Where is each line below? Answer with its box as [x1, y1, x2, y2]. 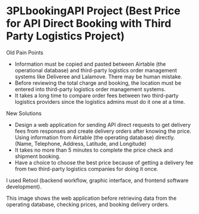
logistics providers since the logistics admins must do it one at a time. [14, 98, 185, 105]
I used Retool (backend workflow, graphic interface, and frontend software [6, 177, 189, 184]
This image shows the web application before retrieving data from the [6, 194, 177, 202]
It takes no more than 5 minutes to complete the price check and [14, 146, 173, 154]
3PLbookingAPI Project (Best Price [6, 4, 181, 18]
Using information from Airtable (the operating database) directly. [14, 133, 175, 140]
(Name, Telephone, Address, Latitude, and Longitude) [14, 140, 147, 147]
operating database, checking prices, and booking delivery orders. [6, 200, 169, 208]
